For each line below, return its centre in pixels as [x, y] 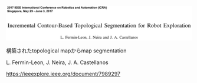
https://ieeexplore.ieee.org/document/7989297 [63, 74]
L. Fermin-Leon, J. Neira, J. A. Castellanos [57, 62]
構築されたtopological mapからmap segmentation [66, 51]
